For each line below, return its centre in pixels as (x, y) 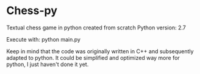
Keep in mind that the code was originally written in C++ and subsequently (100, 51)
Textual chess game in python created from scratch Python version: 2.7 (96, 28)
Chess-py (32, 11)
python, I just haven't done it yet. (48, 64)
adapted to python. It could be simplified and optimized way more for (93, 57)
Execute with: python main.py (44, 39)
